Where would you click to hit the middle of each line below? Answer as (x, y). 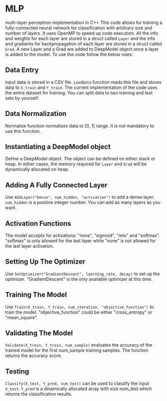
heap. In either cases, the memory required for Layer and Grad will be (76, 164)
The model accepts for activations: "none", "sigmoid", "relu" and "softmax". (83, 235)
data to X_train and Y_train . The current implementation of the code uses (81, 87)
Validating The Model (39, 333)
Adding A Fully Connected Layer (56, 185)
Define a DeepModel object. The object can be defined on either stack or (80, 159)
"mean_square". (22, 317)
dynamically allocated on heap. (37, 169)
